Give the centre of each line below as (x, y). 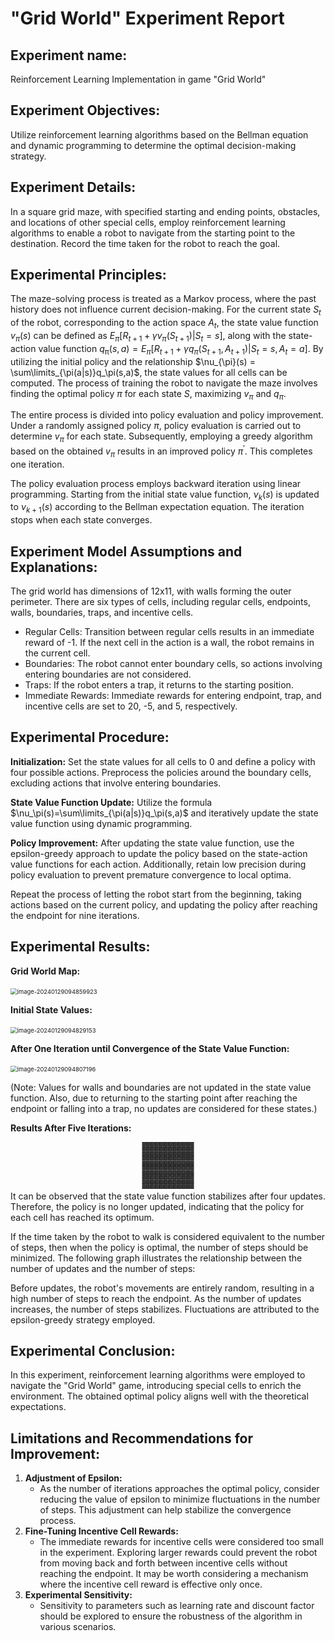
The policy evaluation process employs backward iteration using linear (156, 483)
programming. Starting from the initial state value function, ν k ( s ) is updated (165, 495)
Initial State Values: (51, 1009)
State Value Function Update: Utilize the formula (111, 802)
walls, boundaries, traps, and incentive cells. (102, 613)
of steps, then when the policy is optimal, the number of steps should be (159, 1247)
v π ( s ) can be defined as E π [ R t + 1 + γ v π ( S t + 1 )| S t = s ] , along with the (148, 337)
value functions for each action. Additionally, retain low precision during (158, 864)
